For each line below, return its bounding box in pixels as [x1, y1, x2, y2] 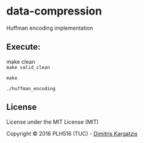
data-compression [6, 4, 102, 18]
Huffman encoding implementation [6, 24, 94, 32]
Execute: [6, 42, 41, 52]
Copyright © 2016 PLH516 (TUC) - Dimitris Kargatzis [6, 130, 138, 137]
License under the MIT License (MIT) [6, 118, 99, 125]
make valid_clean [6, 64, 50, 70]
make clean [6, 58, 35, 65]
